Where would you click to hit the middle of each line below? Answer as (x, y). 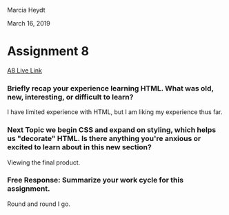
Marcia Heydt (26, 10)
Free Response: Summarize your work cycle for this (96, 180)
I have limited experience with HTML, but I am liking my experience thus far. (115, 112)
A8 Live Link (25, 70)
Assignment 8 (48, 52)
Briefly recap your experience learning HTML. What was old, (110, 88)
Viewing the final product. (44, 162)
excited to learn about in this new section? (79, 147)
